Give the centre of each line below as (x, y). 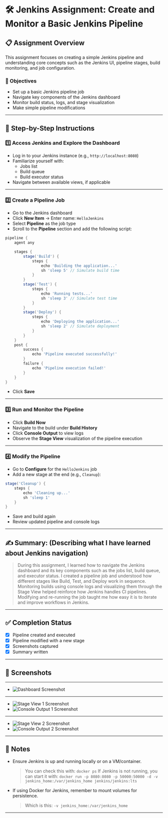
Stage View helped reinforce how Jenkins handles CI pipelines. (82, 592)
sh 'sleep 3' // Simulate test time (79, 298)
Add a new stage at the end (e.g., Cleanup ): (56, 474)
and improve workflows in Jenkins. (53, 602)
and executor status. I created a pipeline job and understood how (84, 576)
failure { (33, 363)
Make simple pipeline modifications (49, 108)
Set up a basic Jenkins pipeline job (48, 92)
